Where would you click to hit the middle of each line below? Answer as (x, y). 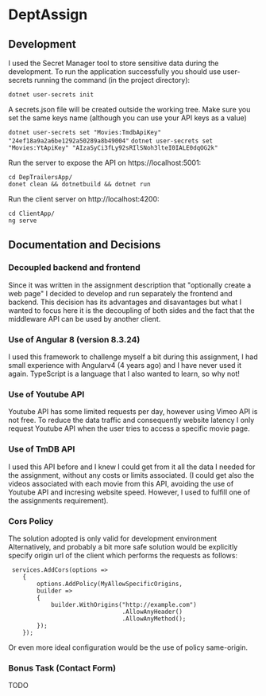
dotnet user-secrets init (51, 95)
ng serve (23, 221)
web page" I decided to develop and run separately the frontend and (120, 293)
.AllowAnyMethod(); (154, 619)
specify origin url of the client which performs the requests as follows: (123, 555)
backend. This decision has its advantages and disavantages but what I (125, 302)
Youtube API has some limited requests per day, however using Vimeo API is (133, 412)
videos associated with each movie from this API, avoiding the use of (121, 483)
